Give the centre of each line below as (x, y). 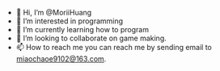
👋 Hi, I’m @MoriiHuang (54, 13)
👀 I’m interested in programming (70, 21)
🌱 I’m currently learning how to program (82, 29)
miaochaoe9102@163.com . (61, 59)
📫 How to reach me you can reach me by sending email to (114, 47)
